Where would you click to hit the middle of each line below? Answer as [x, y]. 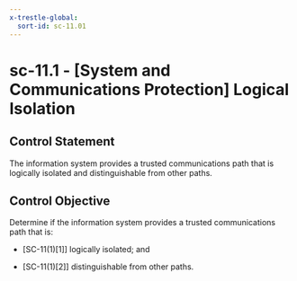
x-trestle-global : [44, 18]
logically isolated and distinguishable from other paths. [111, 172]
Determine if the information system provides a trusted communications [143, 223]
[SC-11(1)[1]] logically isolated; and [86, 250]
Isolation [43, 108]
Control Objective [60, 201]
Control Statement [62, 141]
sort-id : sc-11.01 [52, 26]
